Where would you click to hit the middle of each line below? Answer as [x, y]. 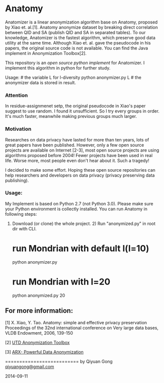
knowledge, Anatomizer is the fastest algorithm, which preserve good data [80, 38]
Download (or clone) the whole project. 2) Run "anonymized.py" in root [84, 224]
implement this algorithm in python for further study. [58, 68]
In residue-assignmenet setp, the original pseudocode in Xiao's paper [75, 106]
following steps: [21, 214]
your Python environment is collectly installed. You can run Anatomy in [76, 209]
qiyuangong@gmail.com [30, 366]
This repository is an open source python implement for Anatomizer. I [75, 63]
